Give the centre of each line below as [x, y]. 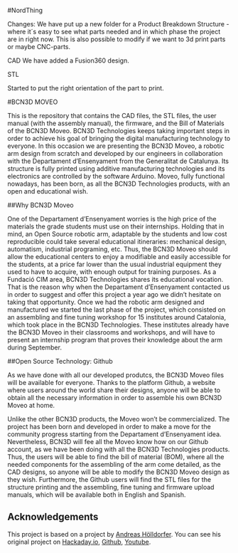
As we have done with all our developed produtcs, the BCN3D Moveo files [116, 375]
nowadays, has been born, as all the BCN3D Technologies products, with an [119, 184]
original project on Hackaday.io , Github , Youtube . [79, 542]
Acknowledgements [53, 517]
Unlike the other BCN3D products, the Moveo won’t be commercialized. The [119, 419]
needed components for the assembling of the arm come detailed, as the [114, 464]
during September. [35, 347]
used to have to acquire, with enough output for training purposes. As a [112, 272]
